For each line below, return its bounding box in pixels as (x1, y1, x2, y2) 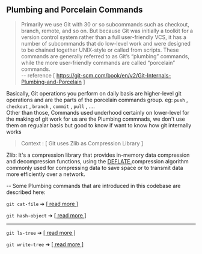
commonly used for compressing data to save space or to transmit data (6, 164, 183, 171)
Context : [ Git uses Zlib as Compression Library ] (20, 139, 144, 147)
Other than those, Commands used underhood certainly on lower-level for (6, 109, 190, 116)
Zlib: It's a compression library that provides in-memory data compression (6, 151, 190, 159)
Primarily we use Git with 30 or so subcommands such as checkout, (20, 20, 189, 28)
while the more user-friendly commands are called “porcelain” (20, 59, 176, 66)
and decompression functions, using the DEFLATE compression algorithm (6, 157, 189, 165)
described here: (6, 189, 46, 196)
